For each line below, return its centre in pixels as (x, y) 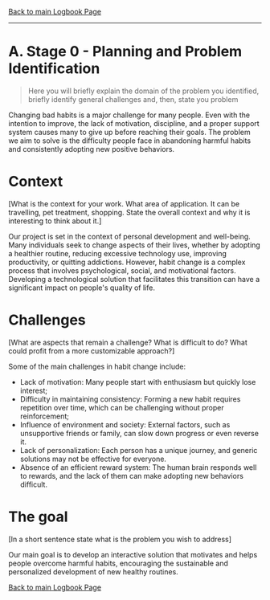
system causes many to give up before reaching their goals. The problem (129, 132)
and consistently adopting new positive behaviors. (92, 149)
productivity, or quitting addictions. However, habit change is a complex (127, 262)
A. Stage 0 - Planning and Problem (125, 52)
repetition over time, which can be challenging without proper (122, 407)
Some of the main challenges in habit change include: (97, 366)
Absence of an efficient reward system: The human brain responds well (138, 467)
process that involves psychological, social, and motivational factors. (122, 270)
